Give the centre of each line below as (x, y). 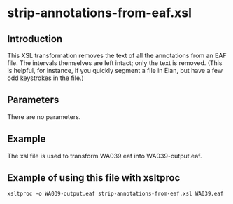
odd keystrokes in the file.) (45, 78)
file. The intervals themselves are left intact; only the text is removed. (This (115, 63)
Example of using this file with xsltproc (94, 178)
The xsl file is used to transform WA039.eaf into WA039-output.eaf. (105, 156)
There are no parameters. (44, 116)
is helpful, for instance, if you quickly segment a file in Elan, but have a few (115, 70)
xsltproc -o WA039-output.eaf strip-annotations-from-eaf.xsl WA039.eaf (115, 194)
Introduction (35, 39)
